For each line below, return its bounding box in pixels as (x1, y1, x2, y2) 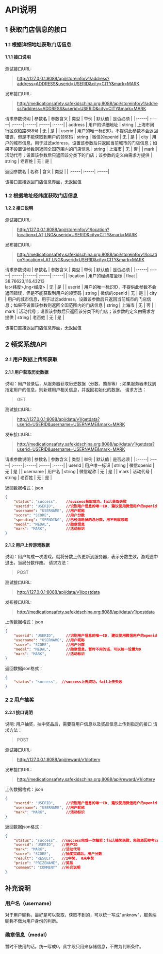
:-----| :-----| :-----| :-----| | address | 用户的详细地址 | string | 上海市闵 (11, 122, 154, 127)
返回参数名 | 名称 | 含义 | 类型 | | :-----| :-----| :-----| (5, 168, 110, 174)
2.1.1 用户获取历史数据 (5, 369, 49, 375)
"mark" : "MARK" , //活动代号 (14, 847, 81, 852)
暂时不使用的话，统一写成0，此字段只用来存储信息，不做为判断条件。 (5, 943, 144, 949)
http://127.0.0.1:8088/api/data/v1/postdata (16, 589, 100, 595)
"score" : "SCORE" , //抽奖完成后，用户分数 (14, 851, 102, 856)
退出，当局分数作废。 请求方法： (5, 560, 70, 565)
